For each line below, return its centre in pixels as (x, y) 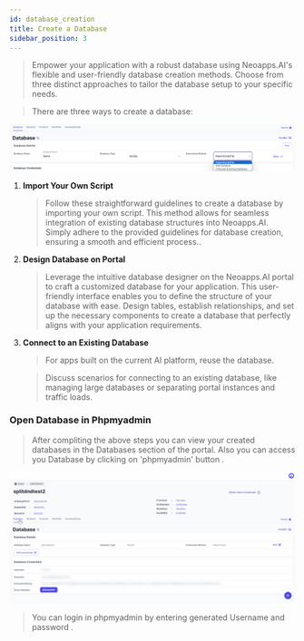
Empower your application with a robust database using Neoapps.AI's (162, 65)
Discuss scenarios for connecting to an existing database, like (161, 377)
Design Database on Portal (74, 259)
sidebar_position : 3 (49, 38)
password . (53, 627)
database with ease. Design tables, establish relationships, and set (170, 306)
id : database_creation (52, 19)
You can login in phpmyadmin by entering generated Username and (158, 617)
